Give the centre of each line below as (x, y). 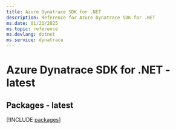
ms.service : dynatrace (35, 40)
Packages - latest (40, 105)
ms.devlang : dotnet (31, 35)
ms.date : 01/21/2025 (32, 23)
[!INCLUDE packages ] (34, 120)
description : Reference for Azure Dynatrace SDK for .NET (81, 18)
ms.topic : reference (32, 29)
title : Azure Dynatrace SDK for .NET (54, 12)
